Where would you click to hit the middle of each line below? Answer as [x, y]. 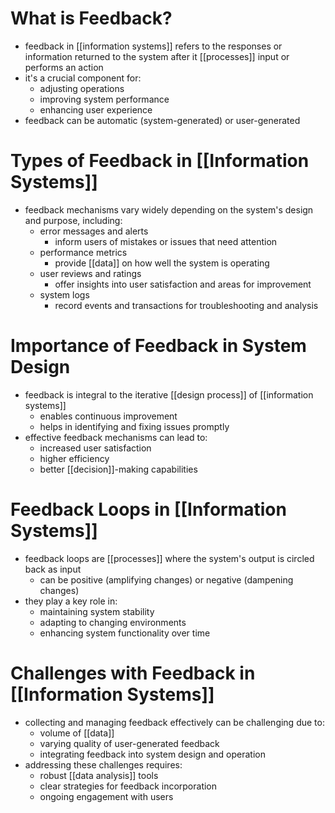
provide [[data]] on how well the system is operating [162, 263]
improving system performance [104, 99]
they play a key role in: [71, 601]
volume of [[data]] [77, 733]
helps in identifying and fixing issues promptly [134, 426]
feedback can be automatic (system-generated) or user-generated [162, 120]
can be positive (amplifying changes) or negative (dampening [166, 579]
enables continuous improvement [108, 416]
